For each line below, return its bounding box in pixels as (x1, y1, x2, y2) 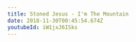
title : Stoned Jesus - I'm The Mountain (7, 10, 130, 18)
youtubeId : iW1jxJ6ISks (7, 23, 78, 31)
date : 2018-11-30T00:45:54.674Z (7, 17, 103, 24)
